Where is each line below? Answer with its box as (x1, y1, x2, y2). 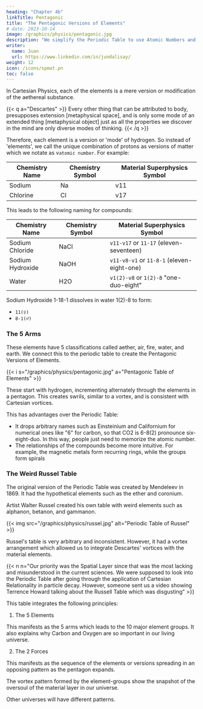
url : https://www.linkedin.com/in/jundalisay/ (11, 54, 131, 60)
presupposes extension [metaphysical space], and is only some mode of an (6, 112, 195, 119)
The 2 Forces (14, 647, 48, 655)
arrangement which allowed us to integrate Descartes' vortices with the (6, 544, 184, 551)
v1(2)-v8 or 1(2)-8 (109, 273, 163, 282)
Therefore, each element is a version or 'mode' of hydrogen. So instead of (6, 137, 191, 144)
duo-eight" (109, 281, 142, 290)
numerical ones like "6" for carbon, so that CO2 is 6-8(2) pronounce (14, 429, 185, 436)
